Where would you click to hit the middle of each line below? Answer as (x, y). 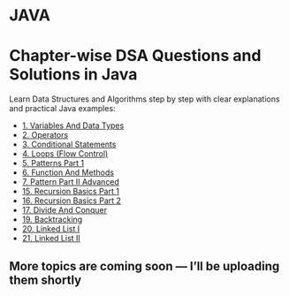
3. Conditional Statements (69, 144)
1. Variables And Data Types (73, 125)
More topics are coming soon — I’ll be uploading (144, 266)
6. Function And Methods (68, 172)
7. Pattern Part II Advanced (70, 182)
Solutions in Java (73, 75)
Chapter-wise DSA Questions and (135, 56)
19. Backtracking (52, 220)
